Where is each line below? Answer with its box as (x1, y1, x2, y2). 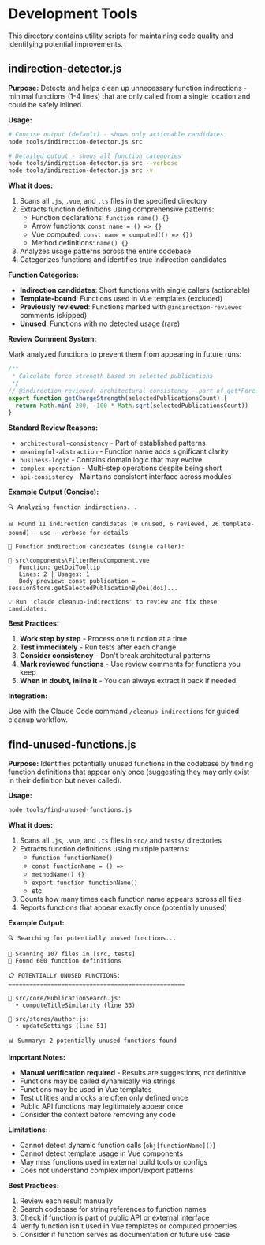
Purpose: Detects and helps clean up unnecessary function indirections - (8, 83, 247, 92)
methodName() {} (31, 870, 85, 878)
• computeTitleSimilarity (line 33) (15, 1001, 136, 1009)
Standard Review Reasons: (8, 423, 99, 432)
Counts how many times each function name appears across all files (19, 894, 242, 903)
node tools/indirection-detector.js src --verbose (8, 159, 178, 167)
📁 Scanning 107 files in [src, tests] (8, 950, 136, 958)
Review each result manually (19, 1196, 113, 1206)
